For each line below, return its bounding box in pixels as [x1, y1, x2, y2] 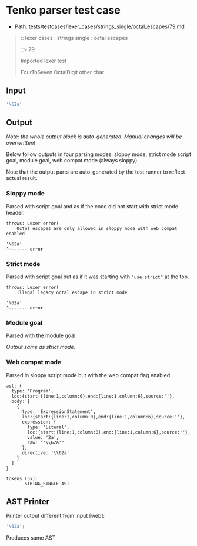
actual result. [6, 175, 38, 182]
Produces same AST [6, 534, 56, 541]
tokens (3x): [6, 475, 38, 481]
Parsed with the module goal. [6, 332, 78, 339]
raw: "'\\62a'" [27, 440, 65, 445]
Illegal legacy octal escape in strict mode [16, 289, 128, 296]
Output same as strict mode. [6, 344, 75, 351]
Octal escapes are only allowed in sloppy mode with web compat [16, 225, 178, 231]
